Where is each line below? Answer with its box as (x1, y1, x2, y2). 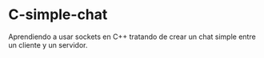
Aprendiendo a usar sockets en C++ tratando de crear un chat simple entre (8, 32, 256, 41)
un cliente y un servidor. (8, 40, 88, 49)
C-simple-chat (8, 6, 108, 24)
